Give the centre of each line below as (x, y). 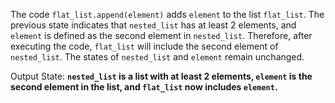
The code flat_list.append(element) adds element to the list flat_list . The (167, 14)
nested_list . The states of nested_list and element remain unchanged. (157, 57)
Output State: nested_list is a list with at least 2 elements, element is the (161, 76)
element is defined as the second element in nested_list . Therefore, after (161, 35)
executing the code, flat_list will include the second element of (144, 46)
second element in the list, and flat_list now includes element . (144, 87)
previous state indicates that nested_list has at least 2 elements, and (153, 25)
